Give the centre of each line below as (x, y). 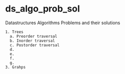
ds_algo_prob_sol (43, 9)
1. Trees (14, 32)
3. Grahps (16, 67)
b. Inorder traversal (33, 41)
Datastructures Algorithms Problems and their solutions (63, 23)
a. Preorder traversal (34, 36)
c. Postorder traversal (35, 45)
